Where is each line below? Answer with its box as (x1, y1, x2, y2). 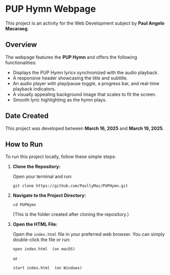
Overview (5, 41, 37, 49)
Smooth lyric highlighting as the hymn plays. (12, 96, 107, 103)
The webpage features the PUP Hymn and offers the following (5, 54, 138, 60)
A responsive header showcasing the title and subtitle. (12, 75, 128, 81)
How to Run (5, 140, 43, 149)
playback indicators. (12, 86, 56, 92)
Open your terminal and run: (12, 173, 73, 180)
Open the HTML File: (12, 221, 58, 227)
